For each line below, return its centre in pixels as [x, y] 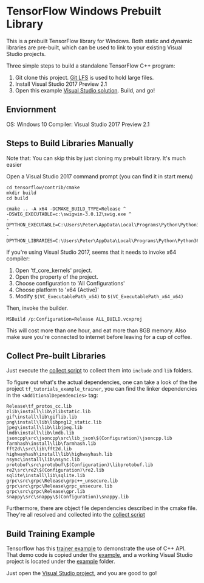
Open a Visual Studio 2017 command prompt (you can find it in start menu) [100, 176]
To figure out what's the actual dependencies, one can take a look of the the [102, 382]
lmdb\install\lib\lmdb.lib [40, 433]
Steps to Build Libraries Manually [70, 143]
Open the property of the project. [56, 277]
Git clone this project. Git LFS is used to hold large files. [84, 77]
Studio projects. [26, 54]
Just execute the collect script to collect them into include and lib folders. [100, 371]
